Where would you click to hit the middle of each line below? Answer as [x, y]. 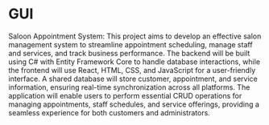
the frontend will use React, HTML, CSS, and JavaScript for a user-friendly [132, 70]
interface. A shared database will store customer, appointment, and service [133, 79]
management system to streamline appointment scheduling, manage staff [130, 44]
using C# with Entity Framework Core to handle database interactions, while [134, 62]
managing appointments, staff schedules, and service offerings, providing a [134, 104]
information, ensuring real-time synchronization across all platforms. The [129, 87]
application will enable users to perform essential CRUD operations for [125, 95]
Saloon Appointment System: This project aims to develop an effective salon [135, 36]
